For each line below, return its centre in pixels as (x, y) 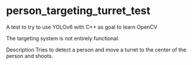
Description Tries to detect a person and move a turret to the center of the (96, 49)
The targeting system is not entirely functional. (63, 38)
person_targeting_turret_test (78, 11)
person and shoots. (30, 56)
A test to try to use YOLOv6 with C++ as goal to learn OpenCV (82, 27)
